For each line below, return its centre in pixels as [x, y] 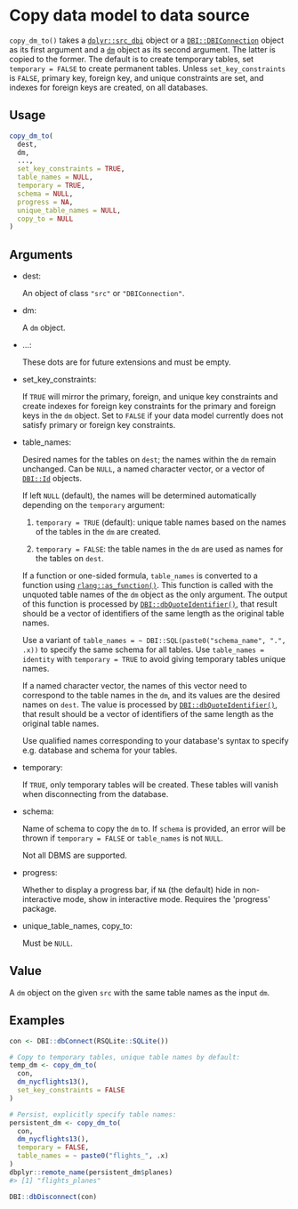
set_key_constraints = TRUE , [71, 169]
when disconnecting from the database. [95, 794]
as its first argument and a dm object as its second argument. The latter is [142, 49]
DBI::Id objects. [52, 479]
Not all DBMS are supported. [74, 856]
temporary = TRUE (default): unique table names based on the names [161, 522]
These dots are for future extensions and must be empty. [126, 362]
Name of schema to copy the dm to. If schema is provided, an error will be [154, 829]
